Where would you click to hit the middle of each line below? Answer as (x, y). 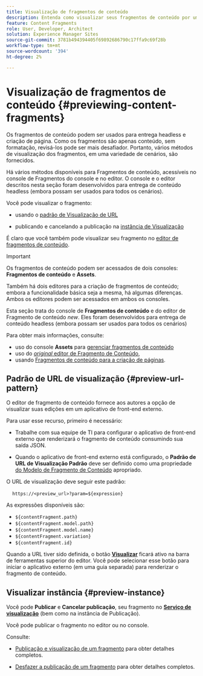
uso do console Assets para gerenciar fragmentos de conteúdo (94, 347)
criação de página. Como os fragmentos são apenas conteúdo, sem (91, 141)
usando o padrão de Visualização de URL (66, 215)
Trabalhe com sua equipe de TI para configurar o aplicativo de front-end (105, 432)
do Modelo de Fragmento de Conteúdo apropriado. (79, 470)
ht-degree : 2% (24, 57)
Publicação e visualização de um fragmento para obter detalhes (95, 649)
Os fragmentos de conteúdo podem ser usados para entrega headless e (96, 134)
